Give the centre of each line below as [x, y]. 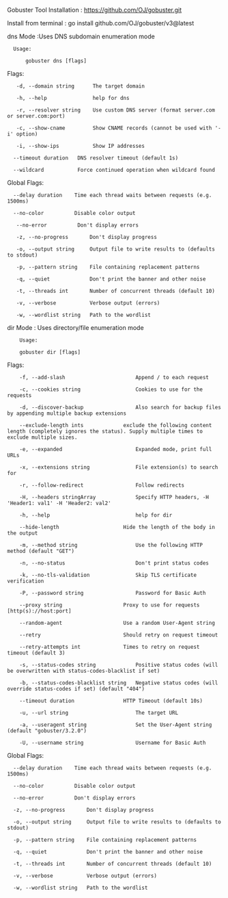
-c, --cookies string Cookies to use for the [111, 389]
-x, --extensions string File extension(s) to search [119, 467]
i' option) [23, 134]
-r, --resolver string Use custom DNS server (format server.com [115, 110]
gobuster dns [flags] [56, 61]
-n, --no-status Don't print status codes [114, 563]
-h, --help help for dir [96, 515]
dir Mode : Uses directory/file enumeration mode [76, 328]
